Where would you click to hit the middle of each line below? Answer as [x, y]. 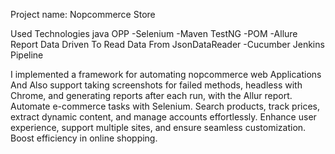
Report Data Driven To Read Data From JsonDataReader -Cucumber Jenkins [167, 44]
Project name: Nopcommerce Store [83, 14]
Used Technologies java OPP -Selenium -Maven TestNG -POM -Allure [154, 33]
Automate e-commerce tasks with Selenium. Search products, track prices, [165, 106]
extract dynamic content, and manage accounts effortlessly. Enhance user [163, 117]
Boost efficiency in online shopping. [84, 138]
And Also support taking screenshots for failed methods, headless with [156, 85]
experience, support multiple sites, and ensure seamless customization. [158, 127]
